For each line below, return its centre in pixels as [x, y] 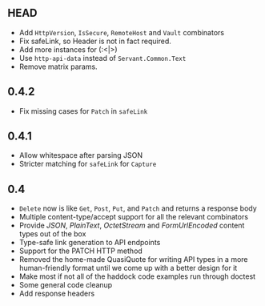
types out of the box [52, 234]
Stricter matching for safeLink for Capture [88, 164]
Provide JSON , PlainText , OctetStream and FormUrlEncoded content [132, 225]
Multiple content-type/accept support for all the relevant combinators [134, 217]
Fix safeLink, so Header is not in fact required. [95, 41]
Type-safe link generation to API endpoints [90, 243]
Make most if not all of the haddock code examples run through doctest [137, 276]
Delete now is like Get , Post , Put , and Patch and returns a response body [138, 208]
